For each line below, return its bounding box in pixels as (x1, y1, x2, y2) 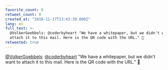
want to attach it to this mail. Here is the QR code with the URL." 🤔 (5, 58, 140, 65)
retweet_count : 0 (5, 12, 41, 17)
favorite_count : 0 (5, 7, 43, 12)
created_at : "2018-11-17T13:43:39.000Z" (5, 16, 91, 21)
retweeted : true (5, 40, 39, 45)
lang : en (5, 21, 23, 26)
